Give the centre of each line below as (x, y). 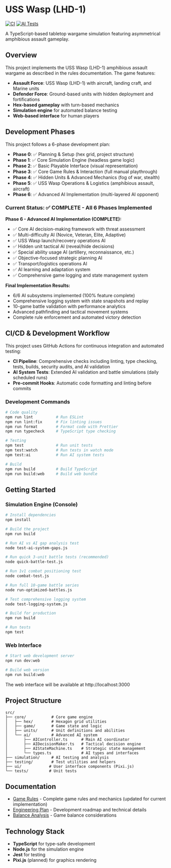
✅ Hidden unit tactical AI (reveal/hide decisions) (63, 246)
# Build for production (31, 613)
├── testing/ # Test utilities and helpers (61, 762)
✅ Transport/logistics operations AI (50, 263)
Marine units (26, 88)
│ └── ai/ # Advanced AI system (51, 735)
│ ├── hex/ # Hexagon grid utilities (56, 721)
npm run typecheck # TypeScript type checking (61, 431)
